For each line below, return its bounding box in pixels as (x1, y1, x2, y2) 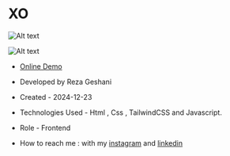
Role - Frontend (19, 123, 71, 132)
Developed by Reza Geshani (19, 77, 112, 86)
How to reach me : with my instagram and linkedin (19, 138, 183, 147)
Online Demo (19, 61, 62, 71)
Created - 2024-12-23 (19, 92, 92, 101)
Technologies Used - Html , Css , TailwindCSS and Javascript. (19, 108, 223, 117)
